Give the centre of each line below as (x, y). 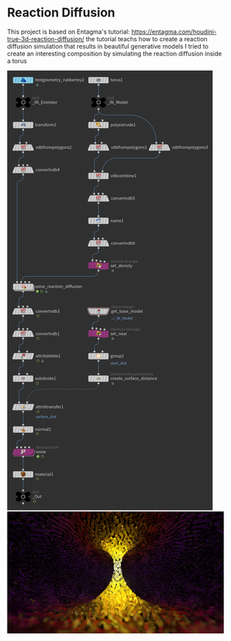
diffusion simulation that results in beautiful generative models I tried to (108, 46)
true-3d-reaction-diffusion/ (46, 38)
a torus (17, 60)
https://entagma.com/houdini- (174, 32)
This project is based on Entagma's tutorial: (69, 32)
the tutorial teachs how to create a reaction (146, 38)
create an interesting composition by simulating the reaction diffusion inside (114, 54)
